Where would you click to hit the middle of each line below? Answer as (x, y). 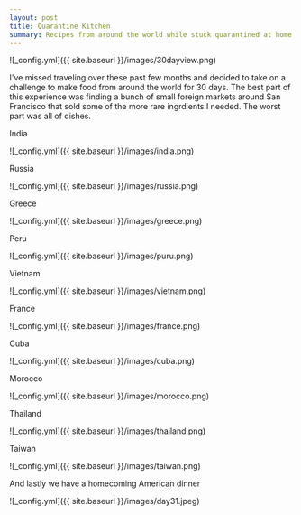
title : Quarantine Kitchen (60, 26)
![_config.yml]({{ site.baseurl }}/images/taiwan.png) (105, 466)
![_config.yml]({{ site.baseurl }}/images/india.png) (102, 151)
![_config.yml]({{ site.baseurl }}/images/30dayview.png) (113, 61)
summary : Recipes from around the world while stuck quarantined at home (151, 34)
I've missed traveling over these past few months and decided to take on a (148, 78)
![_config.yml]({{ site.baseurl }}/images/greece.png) (106, 221)
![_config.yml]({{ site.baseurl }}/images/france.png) (105, 326)
